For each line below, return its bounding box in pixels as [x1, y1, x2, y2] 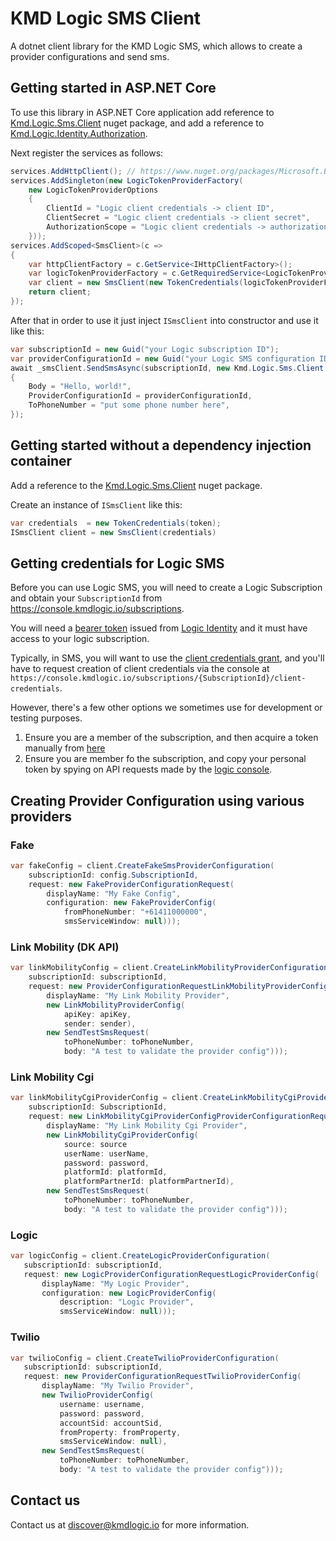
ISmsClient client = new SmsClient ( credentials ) [10, 527, 217, 537]
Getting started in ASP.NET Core [10, 80, 217, 97]
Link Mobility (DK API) [10, 940, 120, 954]
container [10, 453, 73, 470]
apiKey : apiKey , [63, 1009, 132, 1019]
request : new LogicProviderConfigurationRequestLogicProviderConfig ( [23, 1269, 320, 1279]
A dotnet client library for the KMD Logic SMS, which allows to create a [10, 40, 303, 52]
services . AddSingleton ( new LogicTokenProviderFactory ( [10, 175, 244, 186]
